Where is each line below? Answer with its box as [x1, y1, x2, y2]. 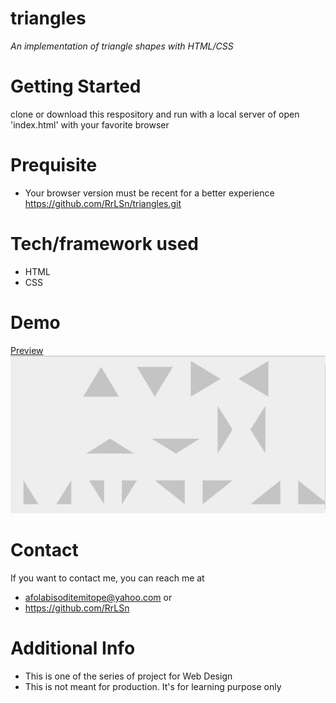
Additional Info [10, 637, 136, 660]
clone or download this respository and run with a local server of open [10, 108, 300, 120]
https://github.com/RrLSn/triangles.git [24, 197, 182, 209]
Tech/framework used [10, 233, 199, 255]
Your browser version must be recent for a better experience [24, 187, 275, 199]
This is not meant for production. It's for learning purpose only [24, 680, 282, 692]
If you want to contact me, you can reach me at [10, 572, 205, 584]
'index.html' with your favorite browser [10, 118, 170, 131]
